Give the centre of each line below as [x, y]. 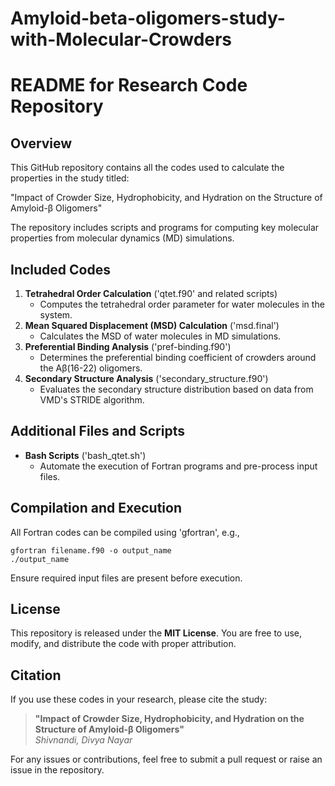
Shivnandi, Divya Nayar [83, 740]
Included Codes [60, 269]
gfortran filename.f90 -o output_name [91, 550]
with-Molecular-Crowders [121, 39]
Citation [36, 675]
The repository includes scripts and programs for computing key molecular [165, 228]
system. [56, 315]
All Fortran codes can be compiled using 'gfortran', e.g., [125, 532]
